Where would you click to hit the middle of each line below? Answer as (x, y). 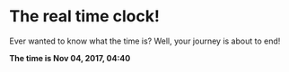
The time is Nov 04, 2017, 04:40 (70, 58)
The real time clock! (84, 16)
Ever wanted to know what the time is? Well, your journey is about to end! (145, 41)
